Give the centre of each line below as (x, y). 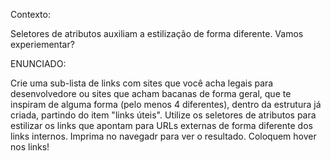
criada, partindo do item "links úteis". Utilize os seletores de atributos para (163, 115)
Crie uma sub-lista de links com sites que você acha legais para (142, 83)
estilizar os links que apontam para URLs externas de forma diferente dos (161, 125)
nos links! (30, 147)
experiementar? (42, 44)
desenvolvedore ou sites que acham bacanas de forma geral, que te (151, 93)
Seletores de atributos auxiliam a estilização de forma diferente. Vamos (157, 33)
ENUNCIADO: (38, 63)
